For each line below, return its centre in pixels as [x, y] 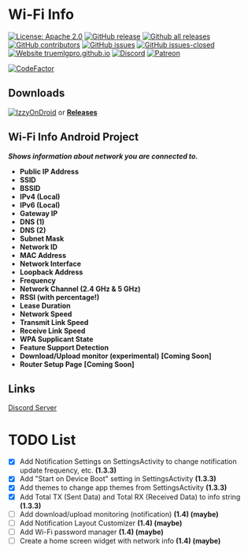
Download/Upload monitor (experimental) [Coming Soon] [115, 356]
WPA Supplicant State [56, 339]
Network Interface [50, 263]
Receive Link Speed [52, 331]
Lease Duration [45, 305]
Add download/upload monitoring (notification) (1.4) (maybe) [119, 514]
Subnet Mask [42, 238]
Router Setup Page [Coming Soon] [77, 364]
